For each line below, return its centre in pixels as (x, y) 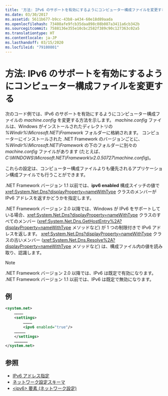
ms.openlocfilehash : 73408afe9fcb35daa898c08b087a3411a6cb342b (72, 24)
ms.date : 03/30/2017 (27, 15)
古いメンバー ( (28, 240)
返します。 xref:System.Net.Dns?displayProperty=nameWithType (85, 234)
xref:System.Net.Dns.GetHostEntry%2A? (80, 221)
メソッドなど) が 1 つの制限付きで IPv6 (112, 227)
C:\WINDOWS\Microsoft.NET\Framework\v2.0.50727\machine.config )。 (79, 158)
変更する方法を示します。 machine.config (104, 120)
